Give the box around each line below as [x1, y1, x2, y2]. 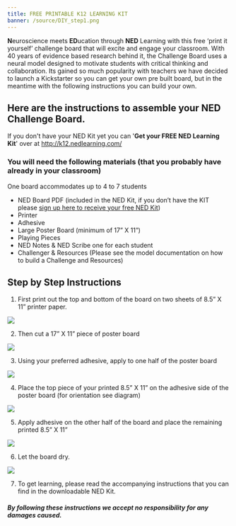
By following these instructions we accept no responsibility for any [7, 503, 208, 512]
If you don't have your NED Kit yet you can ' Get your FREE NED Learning [7, 132, 220, 140]
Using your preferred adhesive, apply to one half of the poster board [17, 357, 218, 365]
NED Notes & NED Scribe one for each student [17, 241, 153, 249]
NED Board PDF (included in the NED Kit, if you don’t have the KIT [17, 195, 210, 204]
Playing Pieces [17, 233, 61, 241]
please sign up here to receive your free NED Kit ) [17, 203, 161, 212]
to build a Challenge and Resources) [17, 256, 124, 264]
